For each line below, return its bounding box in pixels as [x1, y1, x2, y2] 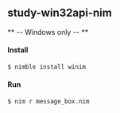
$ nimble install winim [7, 63, 87, 71]
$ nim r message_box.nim [7, 98, 90, 106]
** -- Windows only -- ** [7, 27, 89, 36]
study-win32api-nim [7, 6, 112, 20]
